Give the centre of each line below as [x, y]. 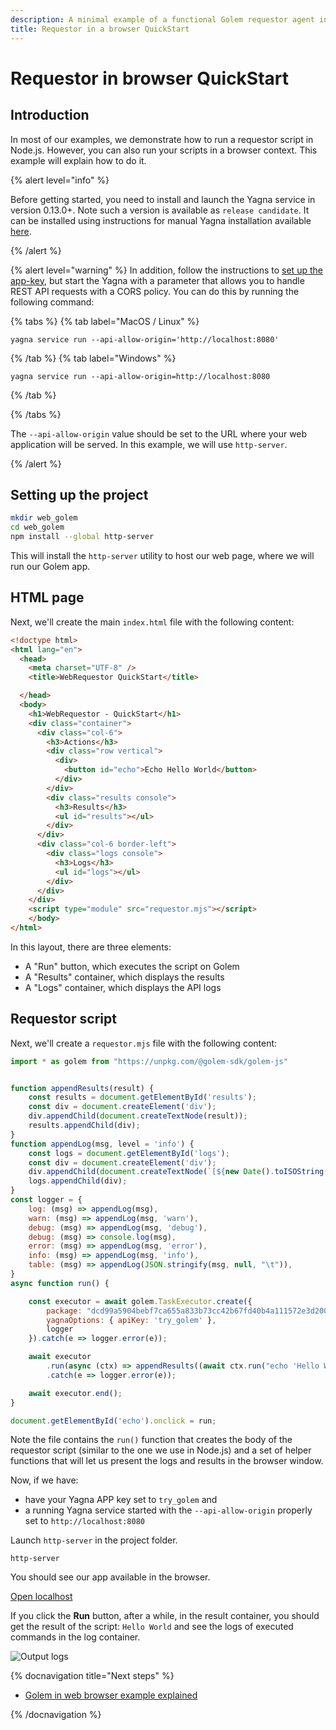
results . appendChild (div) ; [84, 1126]
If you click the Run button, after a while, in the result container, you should [165, 1616]
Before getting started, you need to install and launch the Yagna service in [163, 199]
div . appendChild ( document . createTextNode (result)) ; [138, 1116]
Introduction [50, 115]
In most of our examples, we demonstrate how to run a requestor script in [162, 139]
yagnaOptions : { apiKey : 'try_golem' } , [131, 1320]
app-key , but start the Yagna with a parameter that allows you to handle [157, 280]
